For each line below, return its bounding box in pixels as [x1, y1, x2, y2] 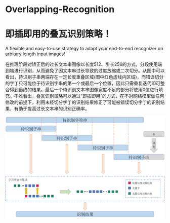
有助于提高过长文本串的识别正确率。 [14, 105, 90, 112]
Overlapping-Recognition [5, 4, 115, 15]
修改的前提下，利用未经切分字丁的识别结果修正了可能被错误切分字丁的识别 [5, 99, 160, 105]
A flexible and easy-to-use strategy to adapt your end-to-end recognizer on [5, 46, 163, 52]
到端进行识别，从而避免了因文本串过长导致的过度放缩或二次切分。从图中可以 [5, 67, 165, 74]
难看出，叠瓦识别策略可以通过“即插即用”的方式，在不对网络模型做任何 [18, 93, 164, 99]
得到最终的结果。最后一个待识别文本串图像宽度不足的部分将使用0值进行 [9, 87, 159, 93]
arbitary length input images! [5, 51, 66, 57]
